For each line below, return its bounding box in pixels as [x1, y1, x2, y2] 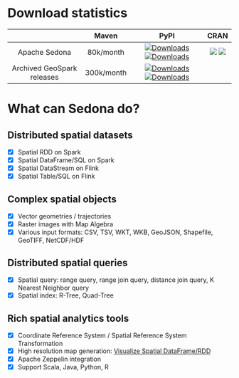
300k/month [85, 68, 127, 78]
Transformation [17, 340, 63, 347]
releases [30, 72, 59, 82]
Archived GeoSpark [11, 63, 78, 73]
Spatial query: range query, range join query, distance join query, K [17, 275, 215, 284]
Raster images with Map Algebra [17, 220, 114, 229]
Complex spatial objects [7, 193, 117, 205]
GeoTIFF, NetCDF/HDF [17, 236, 85, 245]
